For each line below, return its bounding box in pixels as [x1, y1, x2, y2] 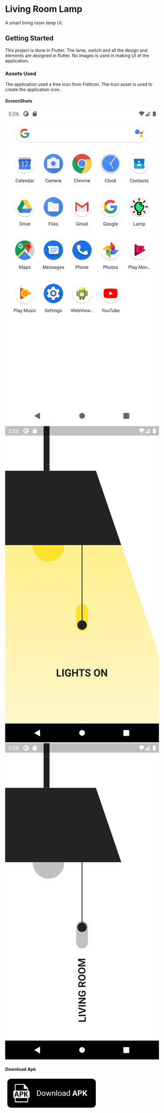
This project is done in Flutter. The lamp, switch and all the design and [5, 47, 148, 53]
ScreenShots [5, 98, 33, 104]
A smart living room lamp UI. [5, 20, 63, 26]
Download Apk [5, 1066, 36, 1072]
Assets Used [5, 70, 37, 77]
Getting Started [5, 34, 54, 42]
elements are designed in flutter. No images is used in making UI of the [5, 52, 149, 58]
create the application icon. [5, 86, 61, 92]
